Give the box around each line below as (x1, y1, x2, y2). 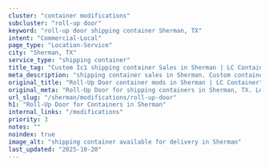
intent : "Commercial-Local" (8, 34, 102, 42)
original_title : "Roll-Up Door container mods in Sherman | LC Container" (8, 78, 263, 86)
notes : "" (8, 123, 42, 131)
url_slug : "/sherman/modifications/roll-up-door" (8, 93, 178, 101)
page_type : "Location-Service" (8, 41, 113, 49)
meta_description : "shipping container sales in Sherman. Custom (8, 71, 231, 79)
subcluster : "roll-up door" (8, 19, 102, 27)
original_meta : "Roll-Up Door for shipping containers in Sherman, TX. (8, 85, 252, 94)
